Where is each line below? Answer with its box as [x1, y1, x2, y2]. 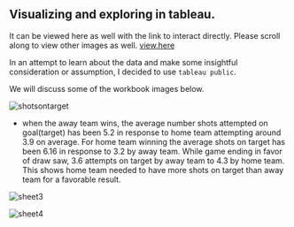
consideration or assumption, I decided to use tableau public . [9, 66, 236, 77]
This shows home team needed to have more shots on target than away [21, 164, 284, 175]
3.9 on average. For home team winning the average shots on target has [21, 136, 286, 147]
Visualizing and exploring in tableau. [9, 7, 215, 22]
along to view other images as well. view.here [9, 40, 175, 50]
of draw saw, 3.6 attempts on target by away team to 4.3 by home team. [21, 155, 285, 166]
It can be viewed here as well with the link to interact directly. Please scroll [9, 30, 281, 41]
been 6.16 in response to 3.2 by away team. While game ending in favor [21, 146, 282, 156]
